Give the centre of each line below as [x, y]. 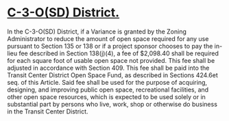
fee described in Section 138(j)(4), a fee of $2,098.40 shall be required [119, 53]
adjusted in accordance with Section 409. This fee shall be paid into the [108, 68]
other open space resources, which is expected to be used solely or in [106, 96]
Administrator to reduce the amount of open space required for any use [108, 38]
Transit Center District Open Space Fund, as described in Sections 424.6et [112, 75]
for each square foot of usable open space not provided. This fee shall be [111, 60]
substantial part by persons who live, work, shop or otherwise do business [112, 104]
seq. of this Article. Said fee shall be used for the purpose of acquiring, [107, 82]
